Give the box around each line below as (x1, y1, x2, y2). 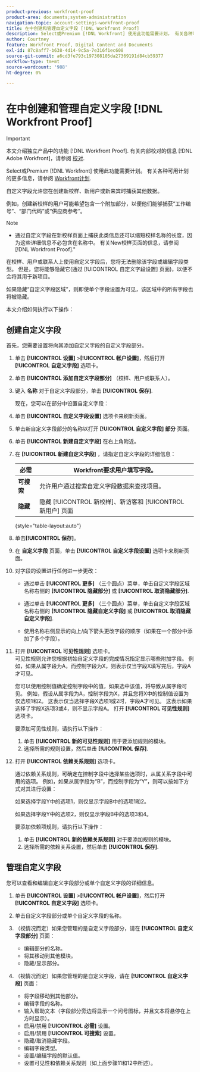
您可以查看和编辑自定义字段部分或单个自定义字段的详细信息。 (6, 879, 158, 886)
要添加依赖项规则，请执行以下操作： (14, 823, 104, 830)
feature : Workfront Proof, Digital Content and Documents (6, 42, 153, 48)
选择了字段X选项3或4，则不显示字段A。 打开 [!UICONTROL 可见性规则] (14, 705, 190, 712)
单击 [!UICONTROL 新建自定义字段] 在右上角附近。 (14, 438, 140, 445)
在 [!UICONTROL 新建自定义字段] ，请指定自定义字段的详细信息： (14, 451, 176, 457)
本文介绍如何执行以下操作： (6, 306, 74, 313)
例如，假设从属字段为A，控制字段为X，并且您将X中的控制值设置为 (26, 690, 189, 697)
